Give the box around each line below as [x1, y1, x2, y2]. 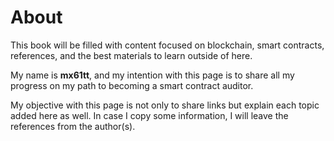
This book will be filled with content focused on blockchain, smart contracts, [10, 39, 325, 51]
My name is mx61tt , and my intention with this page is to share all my [10, 69, 295, 81]
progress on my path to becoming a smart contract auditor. [10, 79, 254, 91]
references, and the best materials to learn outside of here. [10, 49, 253, 61]
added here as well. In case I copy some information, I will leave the [10, 109, 289, 121]
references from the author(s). [10, 120, 136, 132]
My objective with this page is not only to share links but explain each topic [10, 99, 320, 111]
